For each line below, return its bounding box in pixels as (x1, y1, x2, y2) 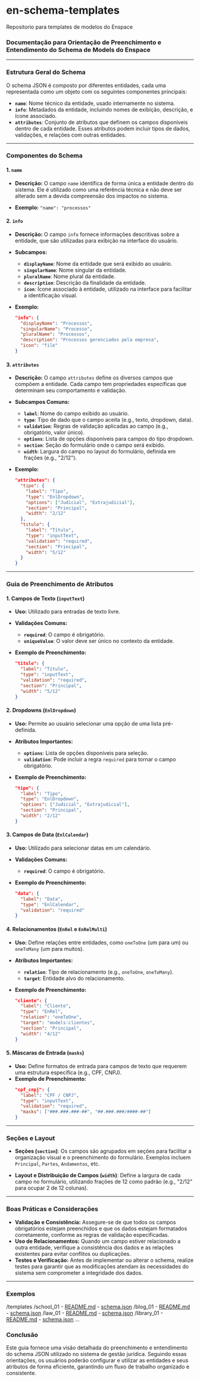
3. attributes (6, 361, 39, 368)
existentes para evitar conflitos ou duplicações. (14, 1250, 131, 1257)
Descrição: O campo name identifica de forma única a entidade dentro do (14, 179, 194, 186)
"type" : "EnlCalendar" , (20, 901, 79, 907)
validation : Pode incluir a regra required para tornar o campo (23, 755, 176, 763)
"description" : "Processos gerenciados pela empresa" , (20, 337, 160, 343)
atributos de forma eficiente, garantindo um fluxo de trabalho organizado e (6, 1363, 189, 1370)
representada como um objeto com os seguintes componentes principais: (6, 88, 187, 95)
